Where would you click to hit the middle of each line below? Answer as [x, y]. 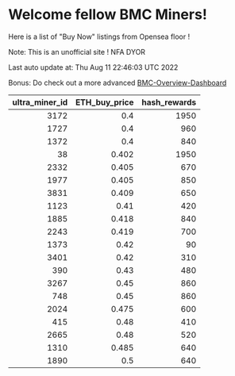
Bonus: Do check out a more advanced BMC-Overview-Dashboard [118, 82]
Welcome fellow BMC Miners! [108, 15]
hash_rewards [169, 102]
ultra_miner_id [40, 102]
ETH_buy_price [104, 102]
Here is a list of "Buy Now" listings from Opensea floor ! [99, 36]
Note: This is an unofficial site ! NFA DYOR [77, 52]
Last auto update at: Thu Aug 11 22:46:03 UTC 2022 [93, 67]
